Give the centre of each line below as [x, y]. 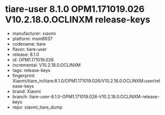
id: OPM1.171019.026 [33, 59]
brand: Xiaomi [27, 91]
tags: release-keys [31, 70]
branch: [20, 96]
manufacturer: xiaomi [34, 33]
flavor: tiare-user [29, 49]
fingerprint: [24, 75]
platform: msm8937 [32, 39]
